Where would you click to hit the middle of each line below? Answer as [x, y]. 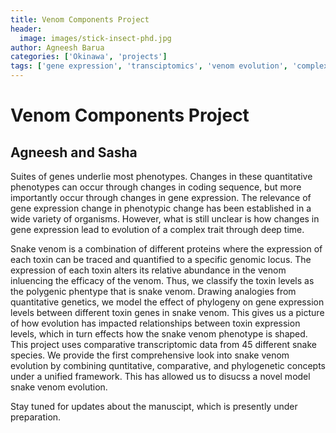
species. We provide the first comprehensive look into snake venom [150, 355]
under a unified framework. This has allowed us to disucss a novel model [160, 376]
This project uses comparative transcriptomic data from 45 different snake [164, 344]
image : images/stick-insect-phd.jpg [95, 38]
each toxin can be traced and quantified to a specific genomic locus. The [161, 259]
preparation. [36, 417]
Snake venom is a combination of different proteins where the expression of [166, 249]
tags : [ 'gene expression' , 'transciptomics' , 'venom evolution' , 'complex [169, 66]
